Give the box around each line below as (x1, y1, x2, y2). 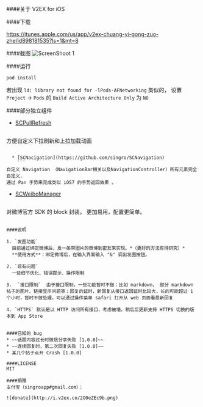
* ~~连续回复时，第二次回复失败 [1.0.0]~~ (6, 343, 104, 350)
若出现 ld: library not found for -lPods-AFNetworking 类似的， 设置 (6, 86, 182, 94)
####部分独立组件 (6, 107, 52, 114)
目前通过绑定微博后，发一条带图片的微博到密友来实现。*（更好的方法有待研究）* (12, 245, 185, 251)
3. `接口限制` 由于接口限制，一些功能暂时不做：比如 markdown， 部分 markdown (6, 282, 194, 288)
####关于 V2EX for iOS (6, 5, 65, 12)
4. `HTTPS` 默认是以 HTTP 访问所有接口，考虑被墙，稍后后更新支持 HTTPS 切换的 (6, 307, 190, 313)
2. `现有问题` (6, 263, 38, 269)
